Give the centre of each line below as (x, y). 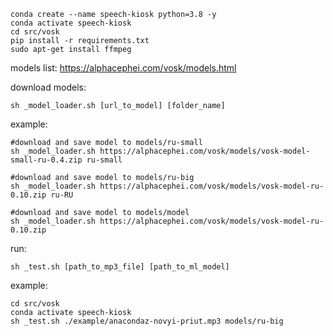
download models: (48, 87)
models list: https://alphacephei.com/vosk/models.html (123, 68)
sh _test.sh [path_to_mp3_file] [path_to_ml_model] (120, 267)
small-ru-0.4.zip (46, 160)
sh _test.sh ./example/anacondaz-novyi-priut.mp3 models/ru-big (147, 321)
